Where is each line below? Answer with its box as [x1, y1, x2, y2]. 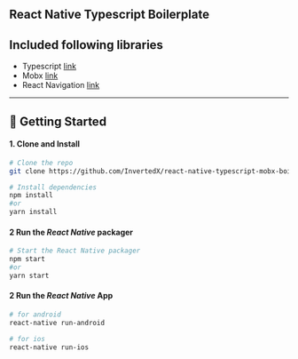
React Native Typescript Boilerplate [9, 7, 210, 22]
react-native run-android [9, 318, 105, 327]
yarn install [9, 208, 58, 217]
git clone [9, 166, 46, 176]
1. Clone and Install [9, 139, 81, 149]
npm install [9, 191, 53, 200]
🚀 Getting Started [9, 114, 107, 129]
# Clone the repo [9, 158, 74, 167]
